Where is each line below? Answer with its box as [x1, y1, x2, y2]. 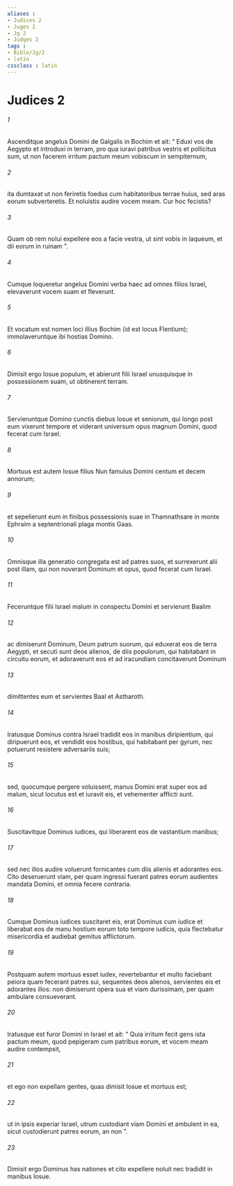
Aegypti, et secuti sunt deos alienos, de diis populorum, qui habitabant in [7, 647, 216, 656]
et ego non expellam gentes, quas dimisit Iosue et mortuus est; [7, 1083, 188, 1091]
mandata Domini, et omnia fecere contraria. [7, 880, 132, 889]
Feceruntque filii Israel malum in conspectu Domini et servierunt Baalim [7, 602, 211, 611]
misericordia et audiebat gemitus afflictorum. [7, 933, 136, 941]
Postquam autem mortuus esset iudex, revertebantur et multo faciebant [7, 970, 212, 978]
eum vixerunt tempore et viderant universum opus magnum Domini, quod [7, 422, 217, 431]
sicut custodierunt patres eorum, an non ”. [7, 1127, 128, 1136]
